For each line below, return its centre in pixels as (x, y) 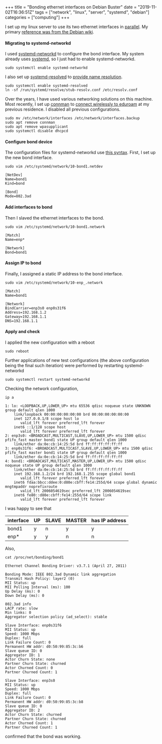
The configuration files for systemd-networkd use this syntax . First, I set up (81, 152)
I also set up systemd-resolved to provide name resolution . (64, 77)
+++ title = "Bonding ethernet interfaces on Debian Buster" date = (71, 7)
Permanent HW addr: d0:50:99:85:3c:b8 (44, 702)
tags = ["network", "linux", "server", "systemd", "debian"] (92, 12)
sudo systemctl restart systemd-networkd (48, 380)
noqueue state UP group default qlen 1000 (49, 466)
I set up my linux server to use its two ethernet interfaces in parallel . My (77, 27)
